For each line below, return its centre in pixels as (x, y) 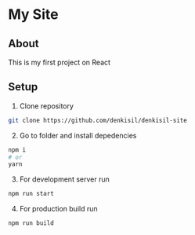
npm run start (31, 194)
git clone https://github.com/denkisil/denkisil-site (98, 120)
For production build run (58, 209)
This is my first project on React (60, 62)
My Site (33, 15)
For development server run (64, 179)
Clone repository (47, 106)
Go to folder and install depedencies (78, 135)
